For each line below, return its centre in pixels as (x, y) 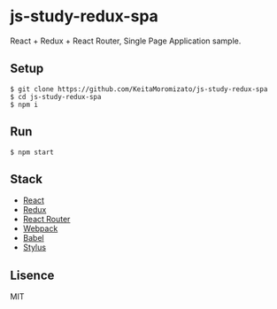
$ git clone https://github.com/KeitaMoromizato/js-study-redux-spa (139, 89)
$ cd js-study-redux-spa (56, 97)
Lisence (32, 275)
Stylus (35, 247)
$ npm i (24, 104)
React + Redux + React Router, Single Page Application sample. (126, 41)
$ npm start (32, 152)
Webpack (40, 228)
